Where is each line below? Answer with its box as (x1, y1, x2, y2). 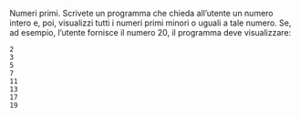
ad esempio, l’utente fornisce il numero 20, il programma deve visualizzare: (9, 27, 292, 37)
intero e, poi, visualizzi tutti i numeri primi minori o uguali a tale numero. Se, (9, 17, 292, 28)
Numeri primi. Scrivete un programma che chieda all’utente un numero (9, 8, 274, 18)
